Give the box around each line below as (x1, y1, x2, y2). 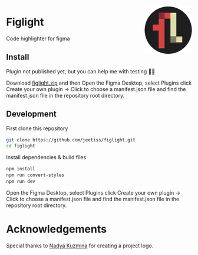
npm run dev (6, 179, 35, 185)
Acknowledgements (6, 222, 107, 236)
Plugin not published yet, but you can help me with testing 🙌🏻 (6, 67, 156, 75)
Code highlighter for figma (6, 35, 70, 42)
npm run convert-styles (6, 172, 65, 178)
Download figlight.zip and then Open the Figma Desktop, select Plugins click (6, 79, 192, 86)
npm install (6, 166, 35, 172)
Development (6, 109, 57, 119)
